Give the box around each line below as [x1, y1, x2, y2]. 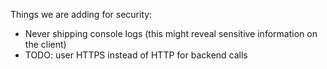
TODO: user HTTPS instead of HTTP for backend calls [24, 49, 248, 61]
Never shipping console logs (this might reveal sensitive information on [24, 28, 318, 39]
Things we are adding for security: [10, 9, 153, 20]
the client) [24, 39, 67, 50]
